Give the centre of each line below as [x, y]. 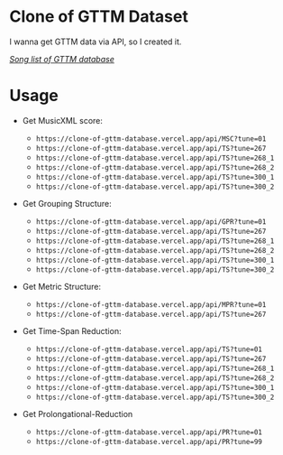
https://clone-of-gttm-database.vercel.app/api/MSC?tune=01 [151, 139]
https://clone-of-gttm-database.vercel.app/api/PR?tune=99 [149, 441]
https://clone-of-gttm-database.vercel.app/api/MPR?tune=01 [151, 304]
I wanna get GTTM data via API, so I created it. [96, 42]
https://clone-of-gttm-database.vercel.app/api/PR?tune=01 [149, 432]
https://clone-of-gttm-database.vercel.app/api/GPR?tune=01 [151, 222]
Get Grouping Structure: [67, 203]
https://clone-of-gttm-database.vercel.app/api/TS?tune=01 [149, 349]
